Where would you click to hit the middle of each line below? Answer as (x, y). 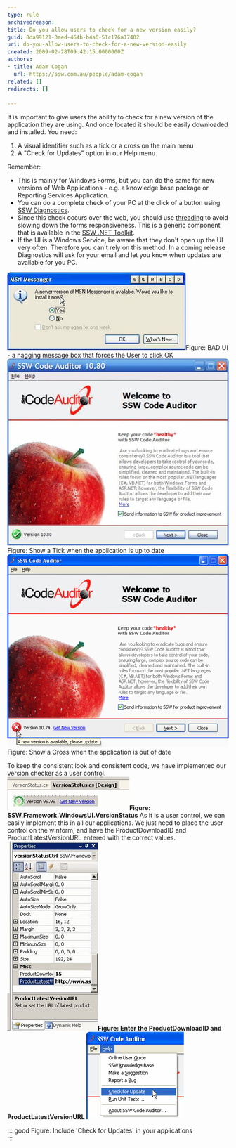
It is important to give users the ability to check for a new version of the (111, 117)
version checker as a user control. (57, 774)
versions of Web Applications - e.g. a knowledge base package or (113, 188)
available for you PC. (47, 263)
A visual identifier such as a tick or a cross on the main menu (106, 146)
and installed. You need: (42, 132)
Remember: (24, 167)
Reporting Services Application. (63, 195)
